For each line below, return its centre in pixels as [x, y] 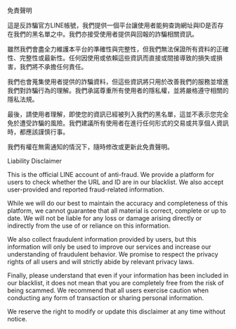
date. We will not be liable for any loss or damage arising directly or [105, 218]
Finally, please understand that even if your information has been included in [118, 275]
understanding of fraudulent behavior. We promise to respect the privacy [113, 254]
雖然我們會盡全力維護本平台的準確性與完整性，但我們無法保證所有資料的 [112, 49]
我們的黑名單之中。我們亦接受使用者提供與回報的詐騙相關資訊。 [105, 34]
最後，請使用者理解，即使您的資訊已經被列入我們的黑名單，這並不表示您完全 [118, 114]
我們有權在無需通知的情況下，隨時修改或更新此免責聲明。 [90, 147]
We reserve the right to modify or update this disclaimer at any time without [117, 311]
